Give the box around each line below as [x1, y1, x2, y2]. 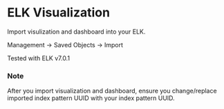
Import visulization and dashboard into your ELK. [7, 27, 146, 36]
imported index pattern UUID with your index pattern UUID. [7, 94, 175, 102]
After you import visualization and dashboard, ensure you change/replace [7, 87, 217, 95]
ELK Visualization [7, 5, 111, 21]
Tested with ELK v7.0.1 [7, 53, 71, 62]
